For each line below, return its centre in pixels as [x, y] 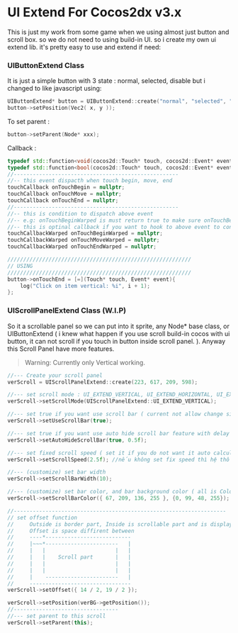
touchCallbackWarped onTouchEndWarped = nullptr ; [82, 247]
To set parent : [28, 121]
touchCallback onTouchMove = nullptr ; [64, 194]
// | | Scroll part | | [69, 557]
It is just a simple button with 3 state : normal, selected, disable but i [106, 81]
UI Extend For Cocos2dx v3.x [95, 12]
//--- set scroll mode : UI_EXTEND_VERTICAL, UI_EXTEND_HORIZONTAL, [110, 395]
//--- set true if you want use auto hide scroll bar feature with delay [119, 433]
